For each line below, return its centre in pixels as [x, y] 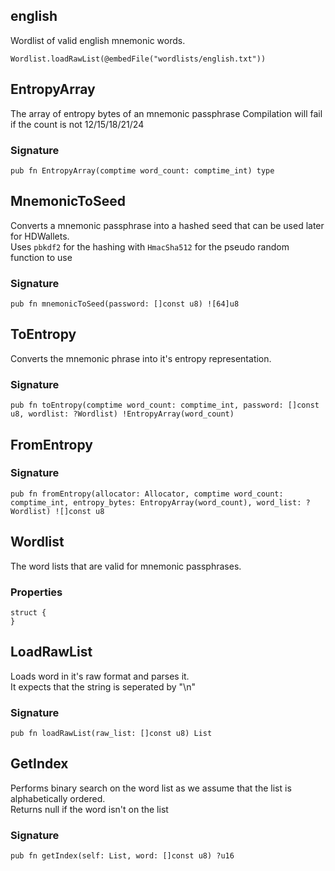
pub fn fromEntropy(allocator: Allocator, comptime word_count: [147, 494]
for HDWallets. [40, 236]
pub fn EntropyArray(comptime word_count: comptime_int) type [142, 170]
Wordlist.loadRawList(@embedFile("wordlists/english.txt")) [138, 59]
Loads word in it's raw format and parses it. [100, 676]
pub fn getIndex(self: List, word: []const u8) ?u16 [122, 856]
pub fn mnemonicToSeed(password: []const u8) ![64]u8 [125, 304]
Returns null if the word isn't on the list [89, 809]
